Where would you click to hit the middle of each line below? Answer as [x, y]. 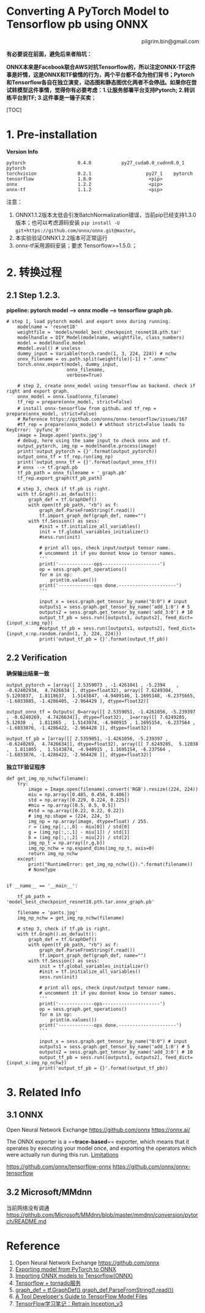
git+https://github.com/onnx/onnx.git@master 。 [77, 230]
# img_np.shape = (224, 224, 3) [70, 816]
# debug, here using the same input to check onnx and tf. [94, 440]
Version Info [22, 151]
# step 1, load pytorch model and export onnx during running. [89, 321]
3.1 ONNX [25, 1115]
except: [27, 859]
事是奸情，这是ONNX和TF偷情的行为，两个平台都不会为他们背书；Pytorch [100, 74]
